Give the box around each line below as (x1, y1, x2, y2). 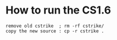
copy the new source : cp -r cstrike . (5, 28, 105, 34)
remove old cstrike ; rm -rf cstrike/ (5, 23, 105, 29)
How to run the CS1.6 (5, 4, 111, 17)
